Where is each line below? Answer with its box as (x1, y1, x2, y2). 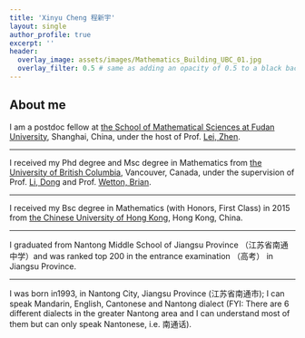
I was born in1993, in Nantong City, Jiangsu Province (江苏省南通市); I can (9, 287, 285, 299)
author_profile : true (9, 30, 92, 39)
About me (9, 97, 66, 113)
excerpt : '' (9, 38, 54, 48)
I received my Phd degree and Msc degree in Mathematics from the (9, 157, 262, 168)
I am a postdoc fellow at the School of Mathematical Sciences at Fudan (9, 121, 275, 132)
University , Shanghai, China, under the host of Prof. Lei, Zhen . (9, 130, 241, 141)
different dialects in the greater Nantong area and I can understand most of (9, 307, 290, 318)
